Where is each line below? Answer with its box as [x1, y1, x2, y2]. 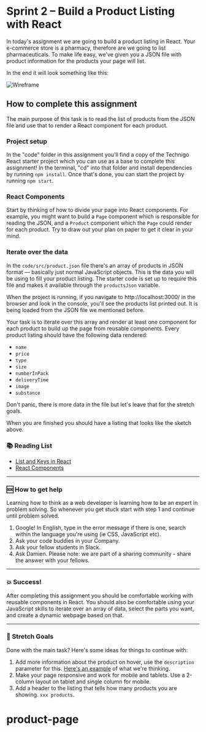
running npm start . [6, 177, 54, 185]
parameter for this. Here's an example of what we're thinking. [15, 664, 170, 672]
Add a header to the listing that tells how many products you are [15, 684, 178, 691]
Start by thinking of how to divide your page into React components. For [6, 206, 189, 214]
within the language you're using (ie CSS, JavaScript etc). [15, 531, 161, 538]
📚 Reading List [6, 441, 53, 450]
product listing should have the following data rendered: [6, 331, 148, 338]
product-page [6, 712, 79, 726]
